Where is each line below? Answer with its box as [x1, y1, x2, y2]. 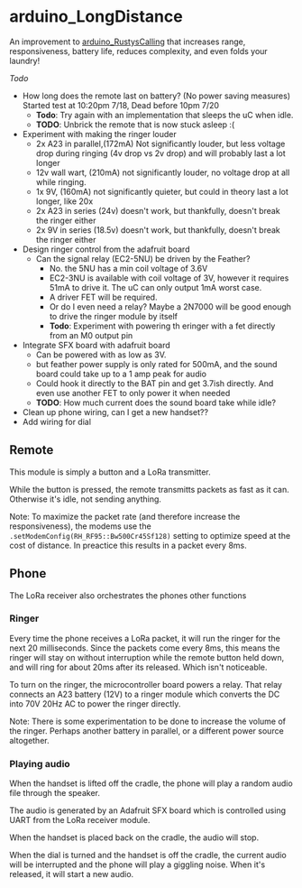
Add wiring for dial [22, 416, 92, 427]
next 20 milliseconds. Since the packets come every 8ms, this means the [9, 643, 281, 653]
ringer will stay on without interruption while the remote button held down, [9, 652, 285, 662]
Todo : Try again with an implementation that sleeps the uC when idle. [35, 109, 294, 120]
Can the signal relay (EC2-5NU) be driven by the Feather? [35, 253, 251, 264]
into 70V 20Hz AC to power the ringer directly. [9, 698, 181, 709]
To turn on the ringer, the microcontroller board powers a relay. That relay [9, 679, 282, 689]
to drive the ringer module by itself [49, 310, 178, 321]
